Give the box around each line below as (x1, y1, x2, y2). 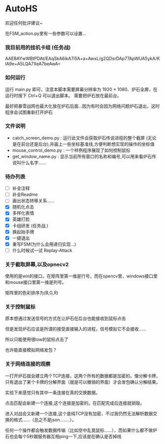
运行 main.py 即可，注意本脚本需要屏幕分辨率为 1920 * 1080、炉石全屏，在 (5, 86, 158, 92)
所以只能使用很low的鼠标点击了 (5, 337, 68, 343)
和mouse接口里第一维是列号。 (5, 279, 66, 285)
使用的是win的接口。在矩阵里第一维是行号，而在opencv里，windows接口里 (5, 273, 158, 279)
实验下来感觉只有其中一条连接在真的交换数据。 (5, 389, 100, 396)
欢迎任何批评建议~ (5, 20, 43, 26)
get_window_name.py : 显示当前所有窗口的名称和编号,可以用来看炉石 (12, 153, 152, 159)
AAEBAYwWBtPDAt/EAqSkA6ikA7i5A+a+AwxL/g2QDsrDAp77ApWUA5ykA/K (5, 55, 160, 62)
